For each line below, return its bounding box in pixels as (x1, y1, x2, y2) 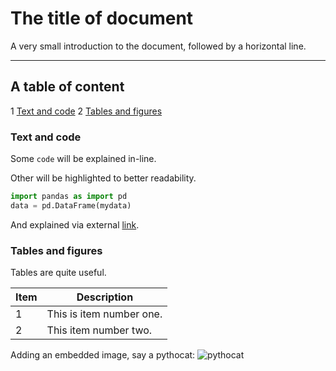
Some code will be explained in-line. (10, 153, 157, 165)
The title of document (10, 7, 194, 30)
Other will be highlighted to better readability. (10, 172, 197, 184)
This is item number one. (46, 307, 163, 321)
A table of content (10, 78, 125, 96)
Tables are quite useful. (10, 267, 107, 279)
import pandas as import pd (10, 192, 128, 202)
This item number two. (46, 323, 153, 337)
